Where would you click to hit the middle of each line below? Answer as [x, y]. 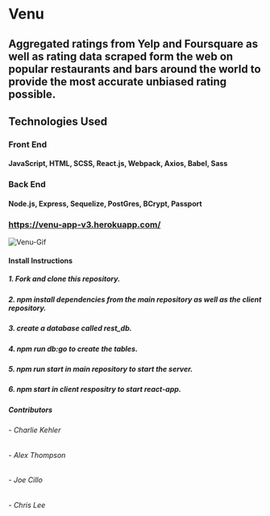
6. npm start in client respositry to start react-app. [95, 389]
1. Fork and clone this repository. [64, 279]
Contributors [31, 410]
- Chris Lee [27, 505]
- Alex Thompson [37, 455]
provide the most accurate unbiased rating [118, 81]
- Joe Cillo [25, 480]
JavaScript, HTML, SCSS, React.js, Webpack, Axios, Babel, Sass [118, 164]
